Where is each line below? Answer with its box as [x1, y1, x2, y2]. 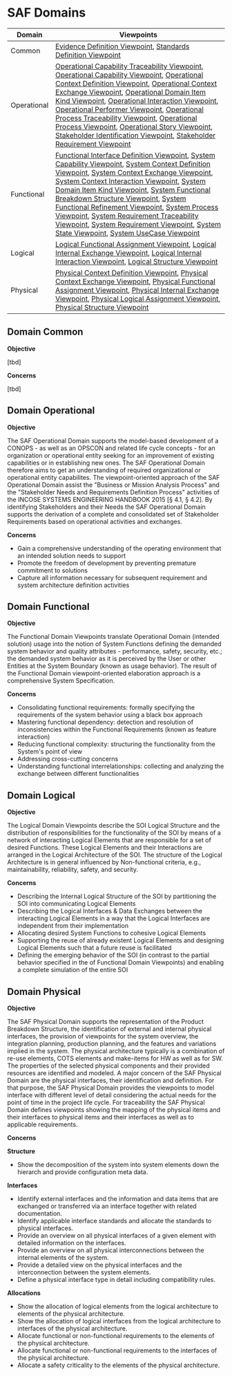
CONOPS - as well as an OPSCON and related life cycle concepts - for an [7, 444, 215, 452]
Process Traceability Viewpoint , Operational [55, 113, 197, 122]
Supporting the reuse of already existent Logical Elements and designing [17, 936, 224, 945]
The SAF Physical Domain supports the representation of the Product [7, 1018, 204, 1025]
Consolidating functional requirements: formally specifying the [17, 703, 195, 712]
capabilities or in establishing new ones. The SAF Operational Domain [7, 458, 205, 467]
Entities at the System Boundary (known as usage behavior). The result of [7, 662, 217, 670]
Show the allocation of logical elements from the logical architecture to [17, 1302, 219, 1310]
